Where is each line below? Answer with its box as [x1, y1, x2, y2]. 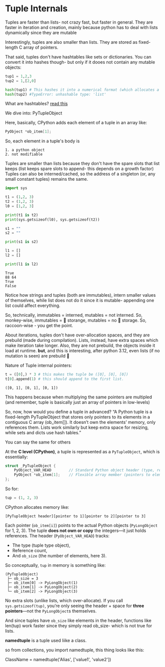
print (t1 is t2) [5, 212, 38, 218]
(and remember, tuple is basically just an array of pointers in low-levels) [5, 399, 150, 405]
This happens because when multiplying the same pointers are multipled [5, 394, 152, 400]
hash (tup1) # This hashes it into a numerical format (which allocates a [5, 87, 160, 92]
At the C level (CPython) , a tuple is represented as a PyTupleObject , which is [5, 448, 160, 454]
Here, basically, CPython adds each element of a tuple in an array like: [5, 120, 147, 126]
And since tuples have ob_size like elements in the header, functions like [5, 617, 152, 623]
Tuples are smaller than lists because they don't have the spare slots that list [5, 161, 160, 167]
